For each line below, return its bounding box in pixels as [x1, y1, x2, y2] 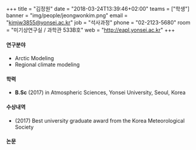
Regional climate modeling [14, 61, 80, 68]
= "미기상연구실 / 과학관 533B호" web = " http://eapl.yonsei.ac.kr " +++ [6, 26, 175, 33]
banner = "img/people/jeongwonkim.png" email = [6, 12, 128, 19]
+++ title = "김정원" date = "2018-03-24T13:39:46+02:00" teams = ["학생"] [6, 5, 189, 12]
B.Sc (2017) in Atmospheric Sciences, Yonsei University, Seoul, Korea [14, 89, 186, 96]
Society [14, 123, 34, 130]
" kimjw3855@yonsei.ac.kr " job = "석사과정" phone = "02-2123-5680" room [6, 19, 191, 26]
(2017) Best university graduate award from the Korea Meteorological [14, 117, 185, 124]
